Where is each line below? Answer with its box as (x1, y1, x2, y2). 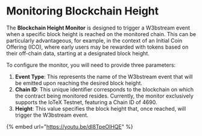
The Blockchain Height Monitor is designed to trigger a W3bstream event (6, 24, 191, 31)
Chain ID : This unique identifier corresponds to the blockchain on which (14, 85, 194, 93)
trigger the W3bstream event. (14, 111, 89, 119)
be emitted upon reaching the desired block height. (14, 79, 143, 87)
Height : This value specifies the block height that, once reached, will (14, 105, 186, 112)
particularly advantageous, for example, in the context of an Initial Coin (6, 37, 183, 44)
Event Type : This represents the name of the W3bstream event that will (14, 73, 193, 80)
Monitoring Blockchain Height (6, 4, 159, 18)
